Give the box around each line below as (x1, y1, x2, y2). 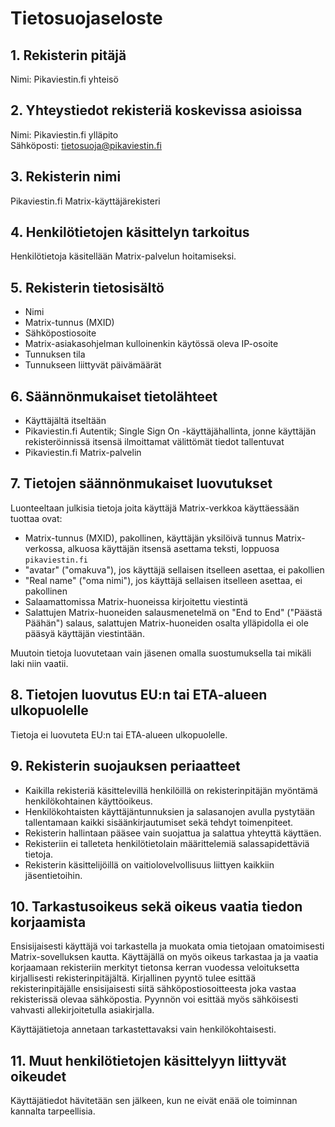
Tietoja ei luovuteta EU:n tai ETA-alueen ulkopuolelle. (10, 728, 228, 741)
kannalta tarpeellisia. (10, 1105, 96, 1117)
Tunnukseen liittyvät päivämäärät (24, 359, 162, 371)
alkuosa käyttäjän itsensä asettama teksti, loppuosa (67, 542, 280, 554)
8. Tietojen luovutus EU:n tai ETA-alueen (10, 687, 268, 704)
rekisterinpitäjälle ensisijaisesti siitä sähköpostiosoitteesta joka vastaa (10, 983, 297, 995)
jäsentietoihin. (24, 869, 83, 881)
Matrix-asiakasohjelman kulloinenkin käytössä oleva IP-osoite (24, 338, 279, 350)
